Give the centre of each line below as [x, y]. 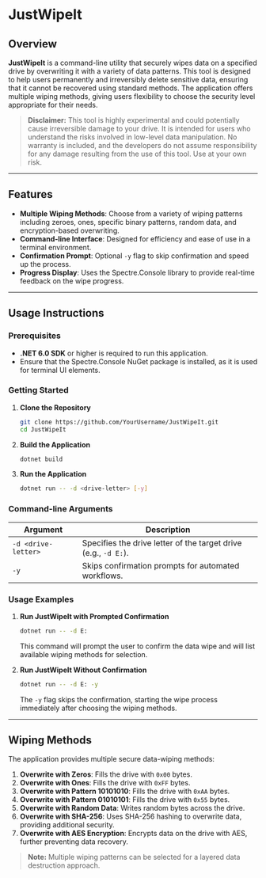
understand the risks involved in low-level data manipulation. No [132, 137]
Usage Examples [41, 599]
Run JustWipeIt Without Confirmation [83, 670]
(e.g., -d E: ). [105, 553]
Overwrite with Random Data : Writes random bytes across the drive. [132, 808]
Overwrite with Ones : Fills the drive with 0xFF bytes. [105, 783]
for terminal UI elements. [60, 370]
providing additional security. [67, 825]
